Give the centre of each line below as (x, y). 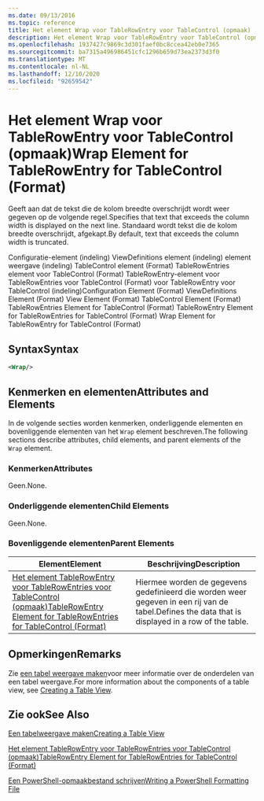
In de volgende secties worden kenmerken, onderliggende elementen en (126, 423)
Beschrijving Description (194, 563)
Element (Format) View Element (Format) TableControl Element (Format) (125, 299)
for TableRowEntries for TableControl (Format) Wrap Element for (112, 316)
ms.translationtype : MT (47, 60)
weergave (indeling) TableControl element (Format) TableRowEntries (119, 266)
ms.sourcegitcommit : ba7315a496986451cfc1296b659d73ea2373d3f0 (114, 52)
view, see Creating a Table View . (60, 690)
